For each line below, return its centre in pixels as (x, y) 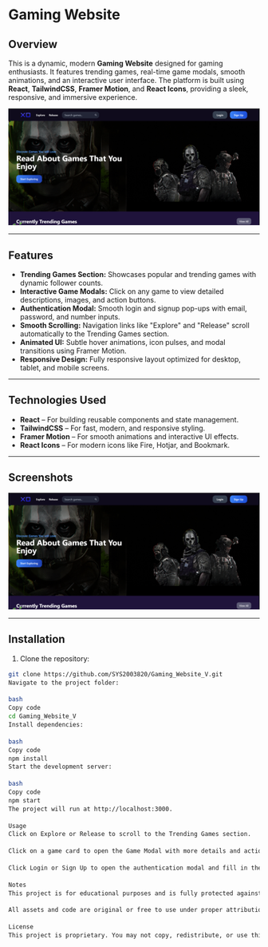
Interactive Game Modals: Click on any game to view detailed (122, 291)
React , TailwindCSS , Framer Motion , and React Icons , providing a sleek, (128, 89)
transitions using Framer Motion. (73, 351)
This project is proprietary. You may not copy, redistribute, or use (128, 935)
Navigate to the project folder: (64, 683)
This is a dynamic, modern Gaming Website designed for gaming (116, 63)
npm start (25, 800)
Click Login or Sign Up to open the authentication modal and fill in (128, 868)
